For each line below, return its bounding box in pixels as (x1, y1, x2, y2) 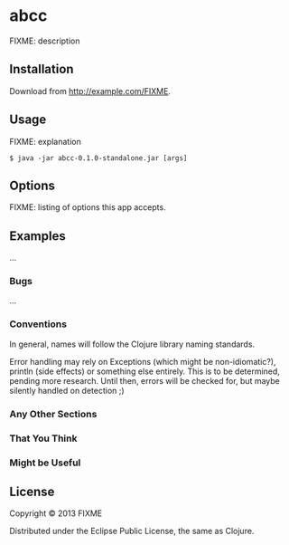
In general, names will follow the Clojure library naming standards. (9, 339, 256, 349)
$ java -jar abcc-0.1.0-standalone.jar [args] (9, 153, 188, 163)
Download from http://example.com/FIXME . (9, 85, 172, 96)
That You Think (9, 432, 78, 445)
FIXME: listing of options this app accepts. (9, 202, 166, 213)
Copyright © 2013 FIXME (9, 508, 102, 519)
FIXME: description (9, 35, 80, 46)
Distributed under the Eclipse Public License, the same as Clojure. (9, 526, 255, 537)
